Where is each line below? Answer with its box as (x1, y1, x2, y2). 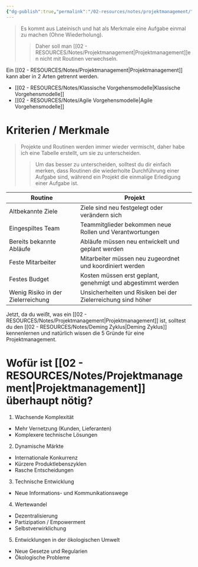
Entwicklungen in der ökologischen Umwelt (14, 536, 120, 543)
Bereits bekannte (9, 237, 56, 245)
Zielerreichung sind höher (80, 295, 152, 304)
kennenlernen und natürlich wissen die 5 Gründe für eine (6, 329, 144, 337)
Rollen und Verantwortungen (80, 228, 160, 236)
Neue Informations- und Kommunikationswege (14, 489, 128, 496)
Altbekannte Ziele (9, 207, 58, 215)
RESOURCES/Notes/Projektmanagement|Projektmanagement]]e (35, 48, 191, 56)
